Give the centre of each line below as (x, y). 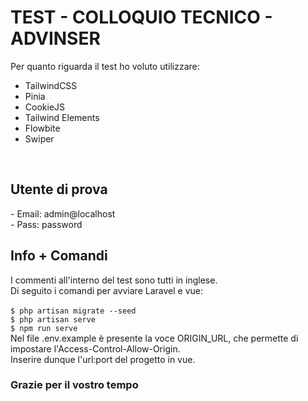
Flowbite (42, 128)
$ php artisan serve (53, 319)
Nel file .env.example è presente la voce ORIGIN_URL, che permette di (154, 338)
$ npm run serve (44, 328)
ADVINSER (55, 38)
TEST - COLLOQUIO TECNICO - (141, 17)
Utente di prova (59, 189)
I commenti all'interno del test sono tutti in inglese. (114, 280)
